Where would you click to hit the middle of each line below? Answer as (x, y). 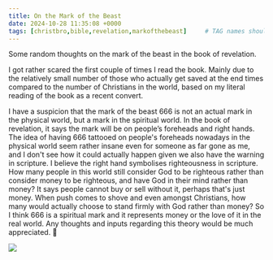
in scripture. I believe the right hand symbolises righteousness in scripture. (133, 163)
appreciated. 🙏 (33, 232)
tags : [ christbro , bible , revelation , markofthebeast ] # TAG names (127, 31)
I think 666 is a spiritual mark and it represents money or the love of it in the (135, 215)
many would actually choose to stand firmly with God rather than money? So (136, 206)
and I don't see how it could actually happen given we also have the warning (136, 154)
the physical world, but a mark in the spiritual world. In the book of (119, 120)
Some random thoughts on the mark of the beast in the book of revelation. (133, 54)
